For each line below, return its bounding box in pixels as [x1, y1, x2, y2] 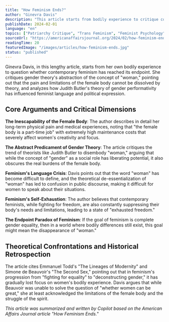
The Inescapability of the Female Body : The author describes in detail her [5, 118, 160, 124]
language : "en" [5, 26, 37, 31]
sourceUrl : [5, 36, 28, 41]
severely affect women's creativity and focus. [5, 134, 100, 141]
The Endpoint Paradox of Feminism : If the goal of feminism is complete [5, 217, 154, 223]
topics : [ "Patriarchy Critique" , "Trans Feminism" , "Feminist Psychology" [5, 31, 165, 36]
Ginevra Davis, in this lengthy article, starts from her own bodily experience [5, 64, 161, 70]
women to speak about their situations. [5, 187, 86, 193]
